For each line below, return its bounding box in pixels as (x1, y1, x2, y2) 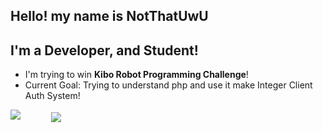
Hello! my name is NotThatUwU (10, 8, 209, 25)
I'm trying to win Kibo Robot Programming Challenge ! (24, 69, 249, 81)
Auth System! (24, 90, 81, 102)
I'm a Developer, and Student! (10, 42, 199, 59)
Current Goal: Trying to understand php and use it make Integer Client (24, 79, 313, 91)
